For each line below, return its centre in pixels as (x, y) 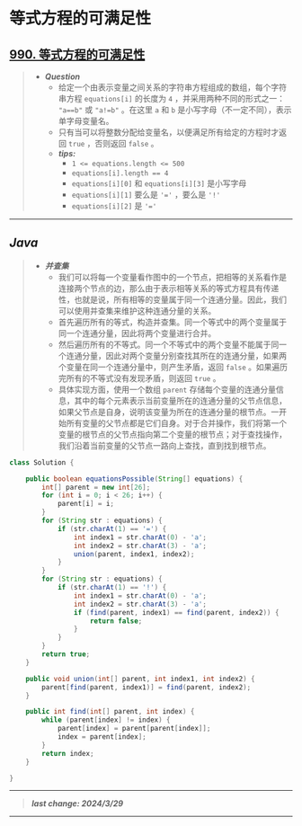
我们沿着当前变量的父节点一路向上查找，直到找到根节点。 (164, 445)
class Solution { (42, 462)
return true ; (66, 654)
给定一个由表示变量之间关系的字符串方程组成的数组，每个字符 (173, 87)
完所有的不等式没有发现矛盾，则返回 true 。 (139, 377)
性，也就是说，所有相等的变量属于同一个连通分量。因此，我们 (173, 299)
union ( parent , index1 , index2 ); (134, 554)
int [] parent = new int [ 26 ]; (96, 487)
